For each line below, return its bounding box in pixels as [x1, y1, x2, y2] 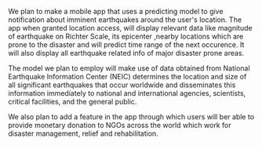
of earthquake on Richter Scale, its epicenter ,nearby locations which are [8, 31, 244, 41]
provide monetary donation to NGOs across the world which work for [8, 121, 231, 130]
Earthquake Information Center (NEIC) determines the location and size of [8, 72, 247, 81]
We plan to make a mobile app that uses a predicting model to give [8, 7, 224, 16]
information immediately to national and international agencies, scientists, [8, 89, 246, 97]
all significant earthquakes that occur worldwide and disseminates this [8, 80, 236, 89]
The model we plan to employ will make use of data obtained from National [8, 64, 250, 73]
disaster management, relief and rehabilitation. [8, 129, 158, 138]
